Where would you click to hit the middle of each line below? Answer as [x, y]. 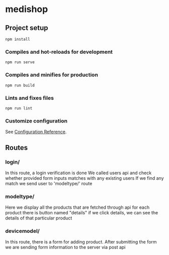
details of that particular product [39, 218]
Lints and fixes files [30, 98]
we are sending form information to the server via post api [65, 247]
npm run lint [19, 108]
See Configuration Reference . [36, 132]
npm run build [20, 85]
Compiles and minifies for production [52, 75]
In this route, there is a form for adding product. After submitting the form [81, 242]
